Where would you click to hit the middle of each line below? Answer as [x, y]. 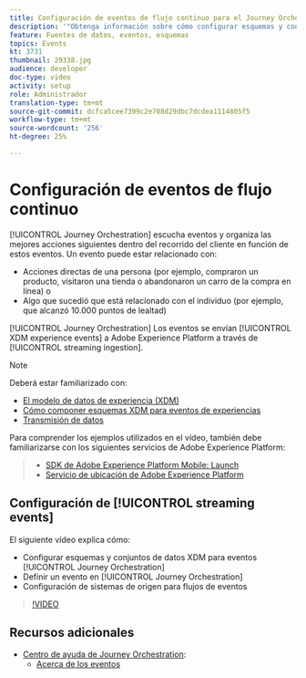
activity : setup [40, 86]
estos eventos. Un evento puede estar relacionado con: [113, 254]
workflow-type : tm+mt [51, 120]
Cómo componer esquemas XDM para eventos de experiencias [142, 410]
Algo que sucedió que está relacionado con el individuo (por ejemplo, [153, 300]
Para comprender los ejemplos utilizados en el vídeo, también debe [136, 437]
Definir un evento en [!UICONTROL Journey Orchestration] [133, 577]
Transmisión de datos [63, 420]
